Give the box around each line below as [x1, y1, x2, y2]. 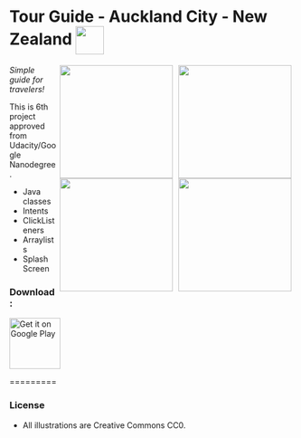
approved [9, 120, 45, 131]
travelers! [9, 83, 45, 94]
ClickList [22, 214, 55, 225]
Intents [22, 205, 49, 216]
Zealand [9, 29, 72, 49]
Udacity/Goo [9, 139, 57, 150]
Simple [9, 64, 35, 75]
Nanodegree [9, 158, 56, 169]
